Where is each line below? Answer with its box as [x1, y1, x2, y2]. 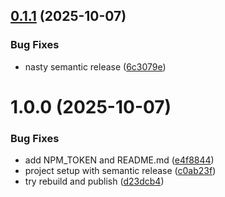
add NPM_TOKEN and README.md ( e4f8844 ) [24, 154, 215, 166]
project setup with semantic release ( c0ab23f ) [24, 165, 217, 177]
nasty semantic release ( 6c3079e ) [24, 60, 167, 73]
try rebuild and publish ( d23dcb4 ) [24, 175, 165, 188]
